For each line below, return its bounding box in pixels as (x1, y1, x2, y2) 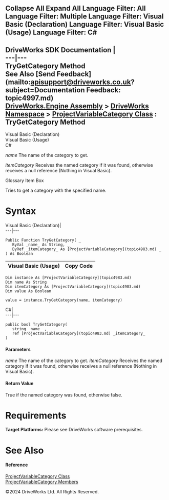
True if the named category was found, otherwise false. (5, 392, 123, 398)
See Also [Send (5, 69, 55, 78)
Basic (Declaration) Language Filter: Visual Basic (5, 20, 164, 29)
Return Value (5, 380, 34, 386)
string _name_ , (12, 327, 47, 332)
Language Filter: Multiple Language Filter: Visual (5, 12, 164, 21)
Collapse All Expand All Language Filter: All (5, 4, 146, 13)
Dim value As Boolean (5, 289, 52, 294)
